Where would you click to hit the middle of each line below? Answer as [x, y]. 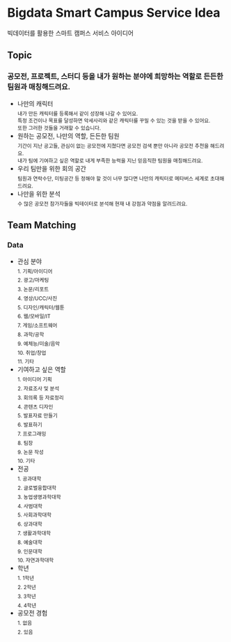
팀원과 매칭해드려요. [39, 87]
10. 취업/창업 [32, 353]
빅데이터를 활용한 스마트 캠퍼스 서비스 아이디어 [71, 33]
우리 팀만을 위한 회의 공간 [52, 169]
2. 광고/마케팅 [33, 280]
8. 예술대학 [30, 542]
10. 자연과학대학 [35, 560]
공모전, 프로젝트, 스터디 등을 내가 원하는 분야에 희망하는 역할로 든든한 [115, 77]
